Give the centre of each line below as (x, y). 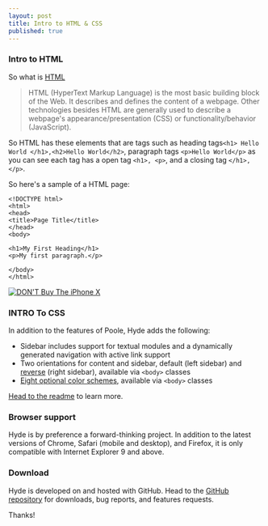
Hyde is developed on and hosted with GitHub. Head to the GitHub (119, 490)
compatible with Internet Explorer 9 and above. (86, 452)
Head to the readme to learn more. (66, 396)
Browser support (42, 417)
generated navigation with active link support (95, 354)
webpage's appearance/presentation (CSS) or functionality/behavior (142, 118)
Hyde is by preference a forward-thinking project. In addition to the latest (130, 435)
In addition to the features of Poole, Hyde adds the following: (109, 330)
